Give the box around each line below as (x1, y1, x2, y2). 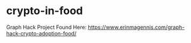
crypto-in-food (6, 4, 83, 18)
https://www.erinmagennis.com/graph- (88, 24, 185, 31)
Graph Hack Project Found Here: (6, 24, 87, 31)
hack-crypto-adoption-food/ (6, 29, 77, 37)
